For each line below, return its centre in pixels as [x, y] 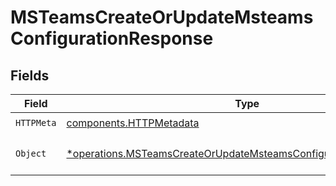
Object [31, 153]
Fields [30, 75]
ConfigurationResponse [112, 38]
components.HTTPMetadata [133, 123]
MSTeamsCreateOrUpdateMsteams [162, 17]
